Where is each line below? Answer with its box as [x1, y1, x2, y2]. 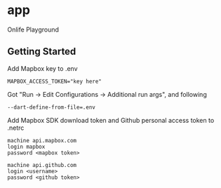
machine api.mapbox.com [7, 137, 77, 144]
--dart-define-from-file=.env [7, 104, 96, 111]
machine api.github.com [7, 161, 77, 168]
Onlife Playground [7, 25, 60, 34]
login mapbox [7, 143, 46, 150]
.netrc [7, 123, 25, 132]
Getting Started [7, 46, 76, 58]
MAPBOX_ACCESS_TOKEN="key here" [7, 78, 102, 85]
